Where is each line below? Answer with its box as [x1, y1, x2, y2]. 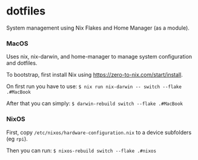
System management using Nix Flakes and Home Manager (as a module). [6, 24, 190, 31]
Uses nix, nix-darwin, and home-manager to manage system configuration [6, 53, 193, 60]
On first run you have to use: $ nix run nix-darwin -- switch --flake [6, 83, 182, 90]
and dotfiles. [6, 59, 38, 67]
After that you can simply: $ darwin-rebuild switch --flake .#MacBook [6, 100, 183, 107]
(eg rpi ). [6, 135, 28, 142]
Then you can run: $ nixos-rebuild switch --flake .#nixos [6, 147, 156, 154]
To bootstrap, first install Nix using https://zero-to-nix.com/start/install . [6, 71, 183, 78]
